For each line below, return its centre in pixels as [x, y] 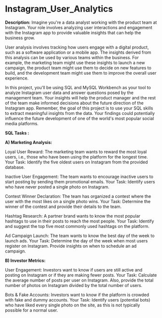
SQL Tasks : [17, 133]
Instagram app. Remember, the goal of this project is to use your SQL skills [79, 108]
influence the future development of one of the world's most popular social [80, 118]
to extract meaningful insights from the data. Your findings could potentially [80, 113]
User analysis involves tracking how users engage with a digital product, [77, 47]
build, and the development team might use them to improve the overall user [81, 73]
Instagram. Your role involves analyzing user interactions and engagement [79, 27]
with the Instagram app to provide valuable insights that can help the [73, 32]
